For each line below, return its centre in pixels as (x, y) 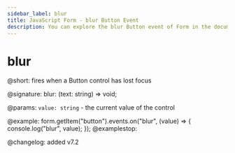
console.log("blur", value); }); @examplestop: (72, 129)
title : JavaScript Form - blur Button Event (73, 20)
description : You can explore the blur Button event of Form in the (109, 27)
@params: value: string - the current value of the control (91, 108)
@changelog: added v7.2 (43, 142)
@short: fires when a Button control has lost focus (79, 80)
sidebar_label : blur (37, 14)
